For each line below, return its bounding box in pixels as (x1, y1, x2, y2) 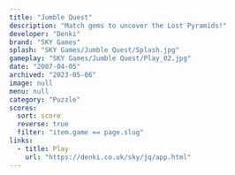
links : (9, 136, 34, 145)
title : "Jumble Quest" (9, 12, 93, 22)
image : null (9, 79, 53, 87)
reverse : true (17, 120, 69, 129)
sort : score (17, 111, 62, 120)
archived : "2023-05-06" (9, 71, 97, 80)
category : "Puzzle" (9, 95, 81, 104)
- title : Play (17, 144, 69, 153)
